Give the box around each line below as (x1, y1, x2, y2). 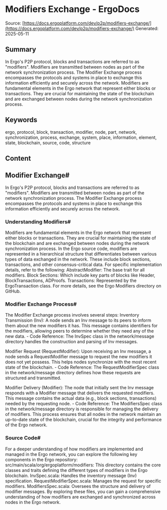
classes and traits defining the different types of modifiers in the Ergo (5, 467, 148, 473)
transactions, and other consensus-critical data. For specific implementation (5, 262, 162, 268)
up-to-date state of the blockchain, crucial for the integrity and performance (5, 417, 162, 423)
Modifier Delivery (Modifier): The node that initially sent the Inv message (5, 385, 154, 391)
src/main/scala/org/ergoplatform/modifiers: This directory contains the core (5, 462, 161, 468)
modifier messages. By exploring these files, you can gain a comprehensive (5, 488, 161, 494)
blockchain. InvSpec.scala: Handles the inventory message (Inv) (5, 472, 137, 478)
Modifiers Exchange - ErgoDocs (5, 4, 140, 15)
